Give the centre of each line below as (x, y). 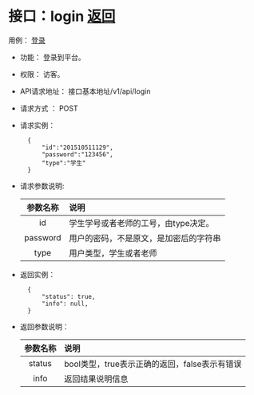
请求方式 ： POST (49, 108)
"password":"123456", (77, 154)
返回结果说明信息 (96, 379)
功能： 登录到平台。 (52, 57)
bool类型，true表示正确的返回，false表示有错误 (153, 364)
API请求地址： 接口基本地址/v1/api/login (85, 91)
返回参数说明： (44, 326)
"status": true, (68, 296)
